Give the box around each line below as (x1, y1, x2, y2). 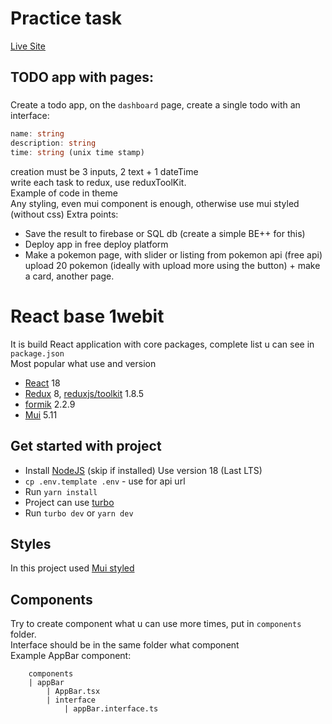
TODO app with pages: (10, 69, 155, 86)
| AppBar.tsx (46, 687, 101, 697)
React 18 (24, 377, 61, 389)
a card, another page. (24, 270, 115, 282)
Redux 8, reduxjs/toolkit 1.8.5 (24, 387, 145, 399)
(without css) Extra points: (10, 208, 119, 220)
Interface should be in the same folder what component (10, 639, 240, 651)
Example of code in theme (10, 187, 118, 199)
